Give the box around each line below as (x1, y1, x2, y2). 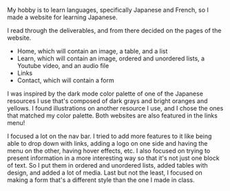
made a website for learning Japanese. (7, 13, 118, 21)
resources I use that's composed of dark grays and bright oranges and (7, 97, 208, 105)
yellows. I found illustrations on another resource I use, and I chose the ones (7, 104, 224, 112)
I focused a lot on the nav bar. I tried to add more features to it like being (7, 132, 212, 140)
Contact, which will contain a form (17, 76, 115, 85)
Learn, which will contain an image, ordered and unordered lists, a (17, 54, 205, 63)
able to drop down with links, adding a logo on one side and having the (7, 139, 208, 147)
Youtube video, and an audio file (17, 62, 109, 69)
